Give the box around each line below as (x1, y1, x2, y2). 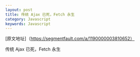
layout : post (5, 7, 33, 12)
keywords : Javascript (5, 21, 51, 26)
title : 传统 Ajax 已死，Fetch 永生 (5, 12, 75, 17)
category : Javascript (5, 16, 51, 21)
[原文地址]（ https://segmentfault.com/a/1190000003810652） (5, 35, 135, 41)
